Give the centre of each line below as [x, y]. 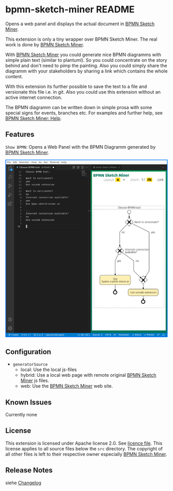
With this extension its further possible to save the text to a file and [76, 86]
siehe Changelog [23, 483]
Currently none [21, 414]
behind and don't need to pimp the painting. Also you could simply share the [86, 65]
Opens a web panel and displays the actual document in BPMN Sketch [80, 24]
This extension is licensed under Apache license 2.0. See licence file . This [84, 443]
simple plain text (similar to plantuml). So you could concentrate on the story [86, 60]
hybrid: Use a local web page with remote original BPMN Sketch [88, 375]
